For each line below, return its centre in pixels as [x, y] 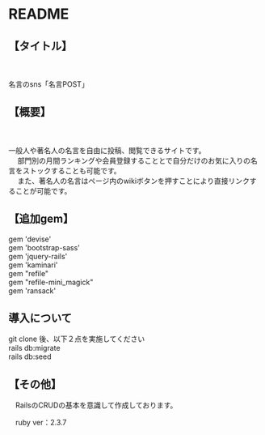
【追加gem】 [41, 219]
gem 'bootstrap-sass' [44, 247]
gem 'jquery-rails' [38, 256]
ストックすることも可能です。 [72, 170]
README [39, 14]
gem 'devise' [30, 239]
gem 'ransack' [32, 290]
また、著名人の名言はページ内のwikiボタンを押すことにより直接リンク [134, 181]
